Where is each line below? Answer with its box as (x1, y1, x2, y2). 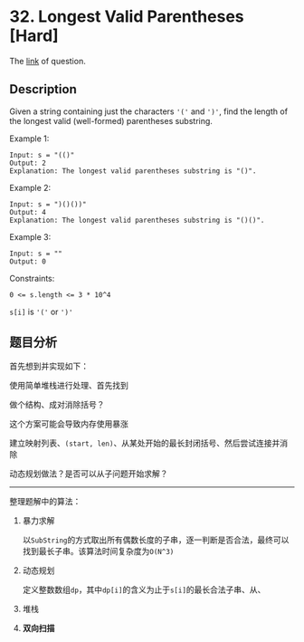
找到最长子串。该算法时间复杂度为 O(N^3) (22, 545, 175, 556)
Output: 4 (9, 207, 47, 216)
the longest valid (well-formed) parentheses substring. (9, 115, 213, 126)
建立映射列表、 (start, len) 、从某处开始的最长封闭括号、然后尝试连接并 (9, 437, 280, 448)
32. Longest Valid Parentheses (9, 6, 244, 27)
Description (9, 81, 77, 97)
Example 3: (9, 231, 52, 242)
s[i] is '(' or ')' (9, 306, 73, 317)
